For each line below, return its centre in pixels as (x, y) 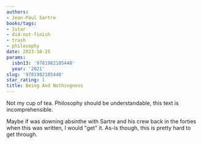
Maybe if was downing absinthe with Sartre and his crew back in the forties (101, 121)
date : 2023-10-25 (28, 52)
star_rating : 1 (26, 80)
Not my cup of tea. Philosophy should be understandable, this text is (93, 103)
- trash (16, 40)
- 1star (16, 29)
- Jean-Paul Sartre (31, 18)
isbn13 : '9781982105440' (43, 63)
